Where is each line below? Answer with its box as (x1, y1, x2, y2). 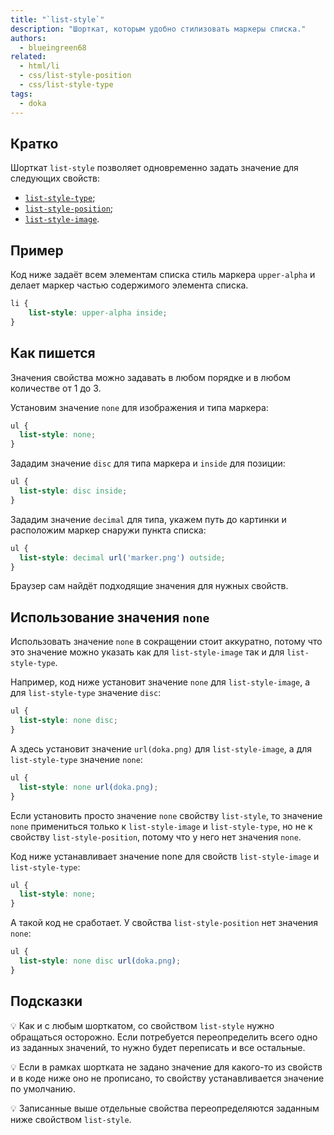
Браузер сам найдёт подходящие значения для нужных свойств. (10, 580, 289, 592)
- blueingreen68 (19, 42, 87, 53)
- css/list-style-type (19, 80, 114, 90)
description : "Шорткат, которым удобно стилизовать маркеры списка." (10, 24, 307, 34)
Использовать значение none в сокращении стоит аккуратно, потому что (10, 636, 323, 648)
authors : (10, 33, 47, 43)
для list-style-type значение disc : (10, 687, 162, 699)
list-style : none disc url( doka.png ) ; (19, 956, 182, 966)
